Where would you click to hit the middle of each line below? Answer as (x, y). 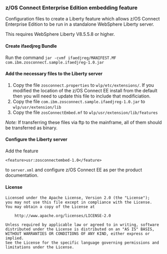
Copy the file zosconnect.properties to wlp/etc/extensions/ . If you (83, 85)
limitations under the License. (40, 247)
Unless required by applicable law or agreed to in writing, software (82, 225)
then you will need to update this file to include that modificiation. (82, 96)
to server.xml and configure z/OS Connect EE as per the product (74, 170)
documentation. (22, 175)
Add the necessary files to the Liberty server (54, 74)
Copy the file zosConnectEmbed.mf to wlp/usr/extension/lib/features (85, 112)
